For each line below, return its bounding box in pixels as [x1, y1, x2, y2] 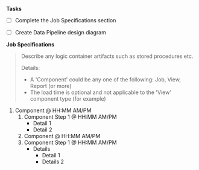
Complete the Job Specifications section [14, 17, 116, 24]
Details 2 [42, 158, 65, 165]
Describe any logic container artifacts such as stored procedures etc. [21, 52, 194, 60]
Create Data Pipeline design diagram [14, 29, 107, 36]
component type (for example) [30, 95, 107, 102]
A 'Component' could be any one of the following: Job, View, [30, 76, 181, 83]
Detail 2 [33, 126, 52, 133]
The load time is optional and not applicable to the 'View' [30, 89, 172, 96]
